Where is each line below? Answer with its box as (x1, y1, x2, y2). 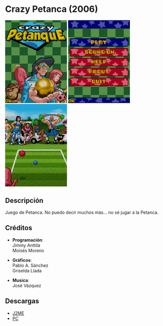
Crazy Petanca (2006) (5, 3, 98, 15)
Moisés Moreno (12, 247, 44, 254)
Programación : (12, 237, 43, 243)
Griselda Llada (12, 267, 42, 273)
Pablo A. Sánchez (12, 262, 48, 268)
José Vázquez (12, 282, 41, 288)
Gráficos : (12, 257, 32, 263)
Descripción (5, 196, 43, 204)
